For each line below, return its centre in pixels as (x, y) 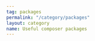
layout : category (28, 23)
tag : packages (24, 12)
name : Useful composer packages (47, 29)
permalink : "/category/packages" (48, 17)
